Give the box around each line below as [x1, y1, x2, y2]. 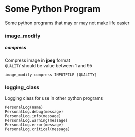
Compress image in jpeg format [5, 57, 71, 63]
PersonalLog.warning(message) [5, 118, 68, 123]
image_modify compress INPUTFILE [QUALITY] [5, 72, 97, 77]
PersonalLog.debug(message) [5, 109, 64, 114]
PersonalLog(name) [5, 105, 43, 110]
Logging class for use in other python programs [5, 95, 103, 101]
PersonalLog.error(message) [5, 122, 64, 128]
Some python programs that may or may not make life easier [5, 20, 130, 26]
